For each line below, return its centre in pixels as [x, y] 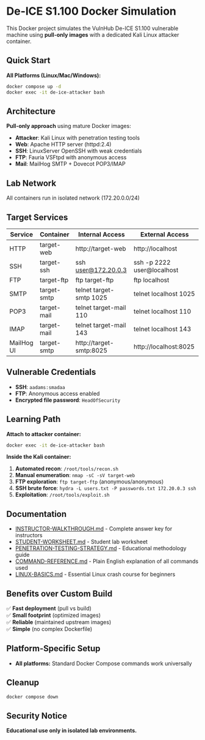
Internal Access [102, 234]
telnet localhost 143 [162, 329]
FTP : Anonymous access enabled [57, 393]
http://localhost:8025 [164, 346]
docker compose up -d [34, 86]
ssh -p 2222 [152, 262]
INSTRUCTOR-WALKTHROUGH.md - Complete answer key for [94, 529]
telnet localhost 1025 [164, 293]
